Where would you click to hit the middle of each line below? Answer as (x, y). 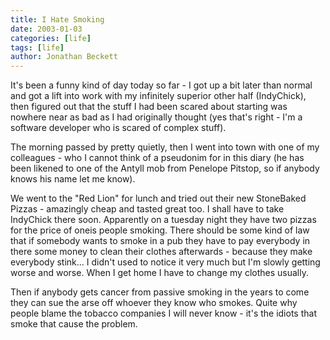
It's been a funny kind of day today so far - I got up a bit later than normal (161, 85)
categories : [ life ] (51, 38)
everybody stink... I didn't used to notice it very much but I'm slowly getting (165, 262)
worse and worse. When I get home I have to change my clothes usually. (159, 273)
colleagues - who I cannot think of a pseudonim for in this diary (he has (157, 158)
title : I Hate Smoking (57, 19)
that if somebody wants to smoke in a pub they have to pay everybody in (160, 241)
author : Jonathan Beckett (64, 57)
